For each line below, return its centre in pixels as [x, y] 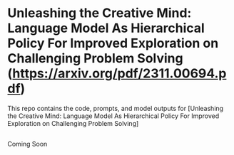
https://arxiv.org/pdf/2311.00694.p [119, 74]
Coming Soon [27, 144]
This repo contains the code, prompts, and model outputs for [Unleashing [115, 108]
